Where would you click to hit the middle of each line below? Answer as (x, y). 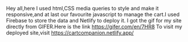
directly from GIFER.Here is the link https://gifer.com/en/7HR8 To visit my (94, 26)
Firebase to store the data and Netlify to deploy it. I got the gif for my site (94, 20)
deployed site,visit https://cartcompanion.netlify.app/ (70, 33)
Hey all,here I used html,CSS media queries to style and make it (83, 8)
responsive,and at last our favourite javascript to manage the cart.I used (93, 14)
